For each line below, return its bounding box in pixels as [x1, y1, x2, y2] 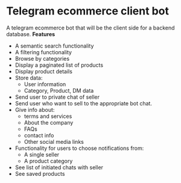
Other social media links [24, 138, 84, 145]
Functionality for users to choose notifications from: [14, 144, 144, 152]
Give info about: [14, 106, 55, 113]
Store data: [14, 74, 43, 81]
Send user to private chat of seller [14, 93, 100, 101]
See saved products [14, 170, 65, 177]
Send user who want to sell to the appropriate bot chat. [14, 99, 153, 107]
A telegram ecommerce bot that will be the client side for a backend [6, 24, 175, 31]
